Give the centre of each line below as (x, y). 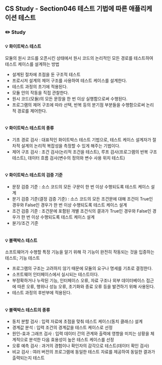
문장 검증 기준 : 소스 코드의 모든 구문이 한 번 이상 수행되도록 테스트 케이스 (81, 186)
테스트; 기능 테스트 (22, 258)
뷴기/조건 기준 (25, 223)
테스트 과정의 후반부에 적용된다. (42, 293)
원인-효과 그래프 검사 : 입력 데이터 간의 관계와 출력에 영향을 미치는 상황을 (81, 333)
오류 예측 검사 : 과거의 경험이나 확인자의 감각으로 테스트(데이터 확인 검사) (81, 346)
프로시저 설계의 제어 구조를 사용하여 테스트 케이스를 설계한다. (69, 80)
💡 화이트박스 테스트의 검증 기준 (34, 175)
